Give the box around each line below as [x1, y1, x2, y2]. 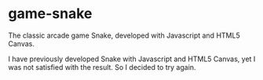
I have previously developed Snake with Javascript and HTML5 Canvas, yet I [8, 54, 256, 64]
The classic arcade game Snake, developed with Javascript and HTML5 [8, 31, 241, 40]
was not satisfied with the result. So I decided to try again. [8, 62, 196, 71]
